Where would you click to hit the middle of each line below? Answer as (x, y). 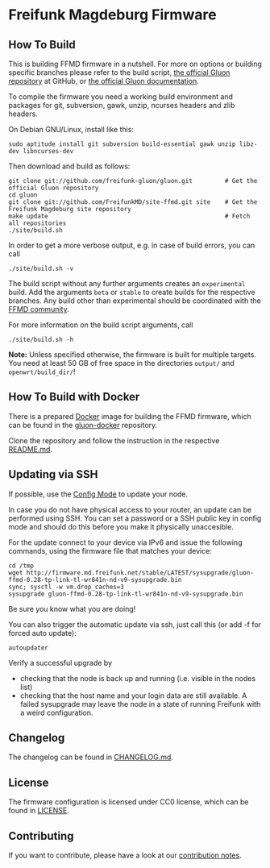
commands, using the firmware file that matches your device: (110, 550)
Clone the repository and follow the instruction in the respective (114, 440)
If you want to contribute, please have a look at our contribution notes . (125, 855)
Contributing (41, 836)
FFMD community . (39, 309)
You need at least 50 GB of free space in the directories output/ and (122, 363)
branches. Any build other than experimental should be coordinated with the (135, 301)
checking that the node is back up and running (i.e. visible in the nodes (138, 678)
